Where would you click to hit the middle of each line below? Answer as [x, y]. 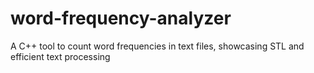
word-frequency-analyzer [121, 18]
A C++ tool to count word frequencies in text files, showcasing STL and [157, 46]
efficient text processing [60, 56]
